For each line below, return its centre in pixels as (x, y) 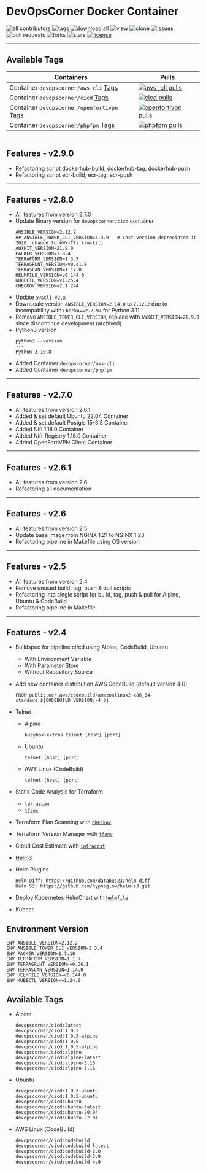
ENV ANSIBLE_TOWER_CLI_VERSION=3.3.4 (55, 949)
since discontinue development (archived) (68, 323)
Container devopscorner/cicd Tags (59, 98)
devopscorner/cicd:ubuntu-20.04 (56, 1113)
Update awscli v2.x (40, 297)
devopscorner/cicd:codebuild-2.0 (58, 1151)
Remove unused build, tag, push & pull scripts (73, 588)
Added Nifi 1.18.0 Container (49, 429)
